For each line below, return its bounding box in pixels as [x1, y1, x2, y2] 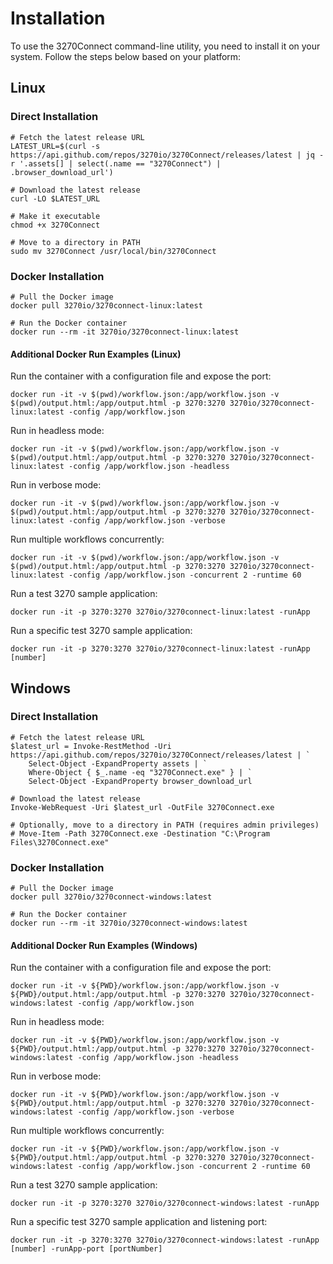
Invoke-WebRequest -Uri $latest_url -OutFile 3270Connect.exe [10, 802, 275, 812]
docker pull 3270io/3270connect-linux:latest [10, 300, 203, 311]
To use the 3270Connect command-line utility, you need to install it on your [10, 40, 321, 52]
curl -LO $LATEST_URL [10, 193, 101, 204]
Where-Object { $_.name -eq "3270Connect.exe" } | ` [28, 767, 253, 777]
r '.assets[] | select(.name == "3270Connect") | [10, 158, 222, 169]
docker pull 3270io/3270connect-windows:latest [10, 892, 213, 902]
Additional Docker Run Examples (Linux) [10, 348, 182, 360]
